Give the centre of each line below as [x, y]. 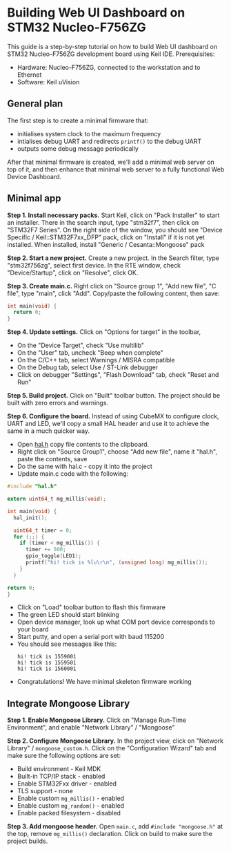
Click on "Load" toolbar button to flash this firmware [91, 607]
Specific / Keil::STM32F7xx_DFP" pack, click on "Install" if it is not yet [106, 237]
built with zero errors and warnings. [58, 403]
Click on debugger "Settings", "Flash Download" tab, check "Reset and [118, 375]
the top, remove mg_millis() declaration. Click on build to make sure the [110, 834]
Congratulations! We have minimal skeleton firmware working [104, 682]
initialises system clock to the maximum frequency [89, 133]
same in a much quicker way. [49, 431]
